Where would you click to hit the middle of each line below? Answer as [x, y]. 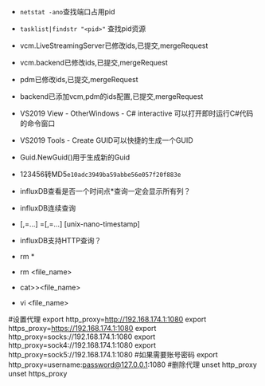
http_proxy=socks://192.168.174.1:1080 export [82, 337]
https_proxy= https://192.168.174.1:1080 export [82, 328]
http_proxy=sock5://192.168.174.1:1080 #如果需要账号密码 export [113, 354]
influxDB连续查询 [48, 208]
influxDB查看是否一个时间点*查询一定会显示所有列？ [105, 191]
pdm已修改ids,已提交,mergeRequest [79, 79]
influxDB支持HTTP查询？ [60, 240]
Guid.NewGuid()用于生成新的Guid [75, 157]
